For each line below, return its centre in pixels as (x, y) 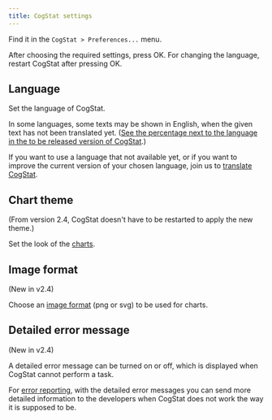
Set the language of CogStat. (57, 108)
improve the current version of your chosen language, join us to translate (130, 166)
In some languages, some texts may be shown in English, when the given (131, 124)
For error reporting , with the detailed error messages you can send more (130, 390)
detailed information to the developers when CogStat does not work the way (136, 398)
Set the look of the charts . (52, 244)
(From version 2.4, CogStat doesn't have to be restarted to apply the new (131, 219)
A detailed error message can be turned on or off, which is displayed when (133, 366)
